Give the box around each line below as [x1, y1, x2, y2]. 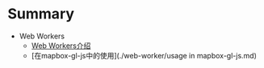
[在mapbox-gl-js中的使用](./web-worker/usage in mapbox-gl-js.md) [31, 50, 258, 60]
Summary [7, 5, 74, 23]
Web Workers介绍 [31, 41, 91, 50]
